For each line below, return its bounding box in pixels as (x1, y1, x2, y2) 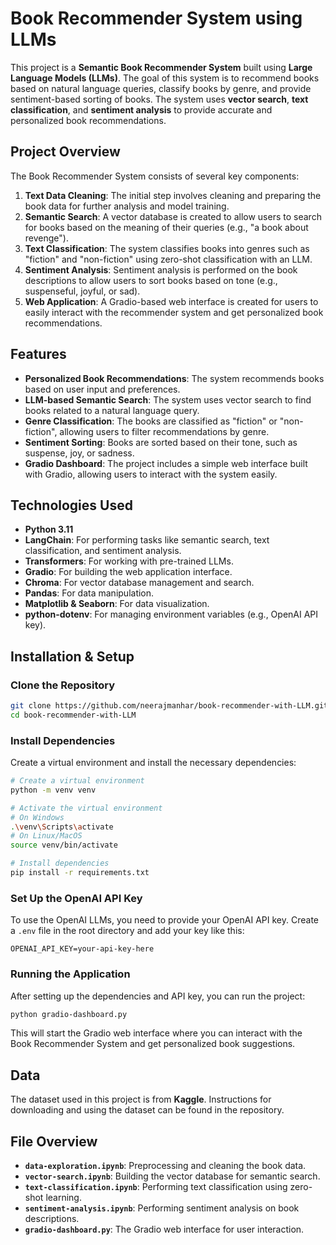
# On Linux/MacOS (10, 831, 83, 841)
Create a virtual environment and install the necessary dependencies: (10, 757, 297, 769)
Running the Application (10, 967, 131, 981)
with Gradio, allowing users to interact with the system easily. (24, 468, 278, 480)
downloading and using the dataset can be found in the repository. (10, 1104, 285, 1116)
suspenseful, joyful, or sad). (24, 285, 141, 297)
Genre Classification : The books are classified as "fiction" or (24, 415, 278, 427)
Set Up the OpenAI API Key (10, 891, 143, 905)
